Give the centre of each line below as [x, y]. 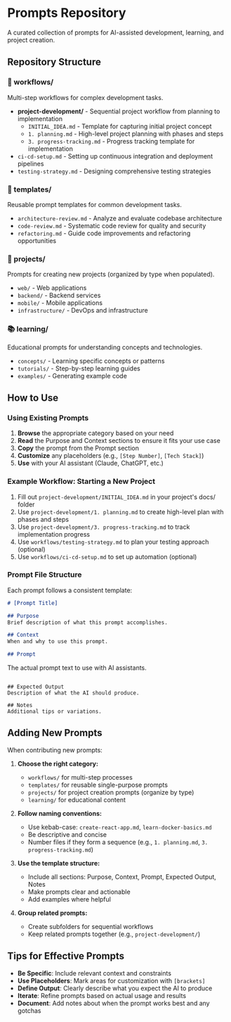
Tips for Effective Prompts [66, 956]
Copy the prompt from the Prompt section [78, 448]
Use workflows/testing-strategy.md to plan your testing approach [113, 542]
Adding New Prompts [55, 733]
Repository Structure [54, 62]
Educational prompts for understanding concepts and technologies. [105, 347]
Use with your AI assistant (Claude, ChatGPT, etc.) [90, 463]
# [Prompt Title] [33, 603]
